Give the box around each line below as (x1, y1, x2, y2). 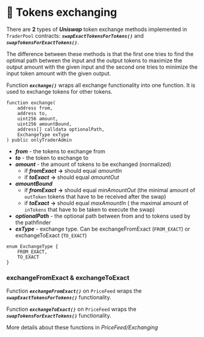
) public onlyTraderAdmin (6, 137, 72, 143)
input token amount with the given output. (6, 69, 111, 77)
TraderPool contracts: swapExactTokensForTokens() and (6, 32, 144, 39)
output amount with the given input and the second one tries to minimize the (6, 63, 198, 71)
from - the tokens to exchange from (15, 147, 105, 155)
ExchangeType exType (17, 131, 69, 137)
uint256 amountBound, (17, 121, 72, 127)
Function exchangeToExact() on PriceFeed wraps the (6, 305, 137, 313)
